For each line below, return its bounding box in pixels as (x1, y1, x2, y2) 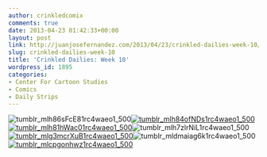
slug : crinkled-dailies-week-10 (8, 48, 115, 56)
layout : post (8, 33, 52, 42)
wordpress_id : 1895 (8, 63, 73, 71)
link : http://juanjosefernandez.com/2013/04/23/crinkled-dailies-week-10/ (8, 41, 261, 49)
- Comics (8, 85, 37, 94)
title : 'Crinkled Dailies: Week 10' (8, 56, 130, 64)
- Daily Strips (8, 93, 59, 101)
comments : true (8, 19, 59, 27)
